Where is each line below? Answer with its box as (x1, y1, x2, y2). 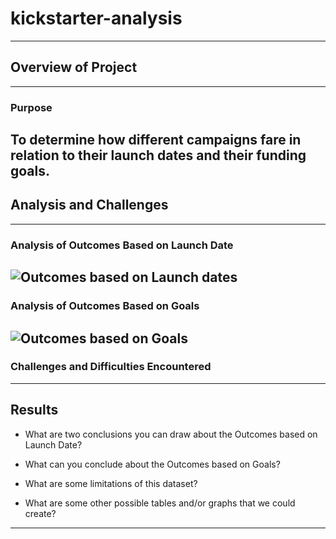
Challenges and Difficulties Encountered (10, 360, 212, 374)
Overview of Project (10, 59, 138, 76)
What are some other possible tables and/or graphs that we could (24, 497, 296, 509)
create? (24, 507, 57, 519)
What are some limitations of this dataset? (24, 477, 198, 489)
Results (10, 402, 59, 419)
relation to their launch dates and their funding (10, 147, 307, 164)
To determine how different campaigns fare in (10, 132, 302, 149)
